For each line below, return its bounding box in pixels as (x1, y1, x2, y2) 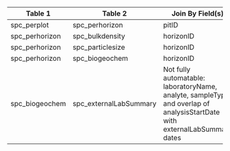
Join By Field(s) (171, 9, 224, 18)
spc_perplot (10, 20, 49, 29)
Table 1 (25, 9, 51, 18)
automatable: (163, 73, 205, 83)
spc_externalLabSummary (73, 99, 157, 108)
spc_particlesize (73, 42, 125, 52)
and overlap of (163, 99, 210, 108)
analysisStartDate (163, 107, 220, 117)
